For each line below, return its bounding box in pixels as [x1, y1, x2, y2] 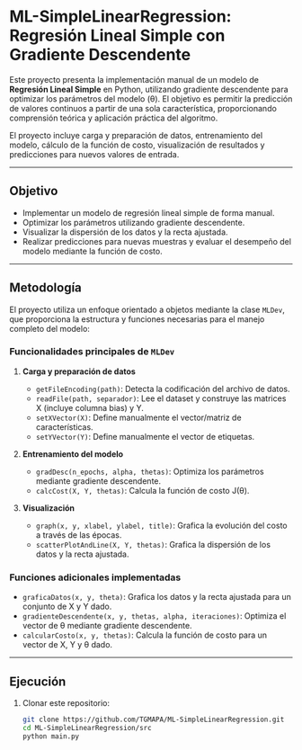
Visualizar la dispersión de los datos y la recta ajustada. [22, 227, 228, 237]
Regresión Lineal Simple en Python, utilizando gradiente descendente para [9, 84, 289, 94]
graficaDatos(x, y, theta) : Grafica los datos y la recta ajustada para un [22, 592, 292, 603]
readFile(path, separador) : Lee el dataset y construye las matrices [35, 393, 287, 404]
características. [35, 421, 93, 433]
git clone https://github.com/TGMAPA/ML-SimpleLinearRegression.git [22, 715, 285, 724]
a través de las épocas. [35, 529, 122, 540]
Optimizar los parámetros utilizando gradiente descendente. [22, 217, 245, 228]
